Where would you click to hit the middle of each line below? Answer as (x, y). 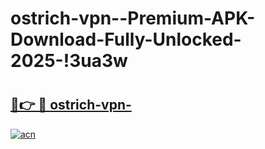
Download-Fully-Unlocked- (126, 39)
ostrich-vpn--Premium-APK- (133, 18)
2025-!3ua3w (69, 61)
